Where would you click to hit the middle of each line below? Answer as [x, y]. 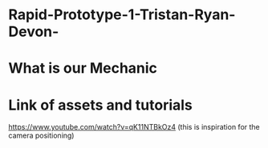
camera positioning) [41, 136]
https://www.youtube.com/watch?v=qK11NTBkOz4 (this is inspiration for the [134, 127]
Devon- [34, 32]
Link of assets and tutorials [100, 105]
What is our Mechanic [83, 68]
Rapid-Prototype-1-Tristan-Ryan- [122, 15]
